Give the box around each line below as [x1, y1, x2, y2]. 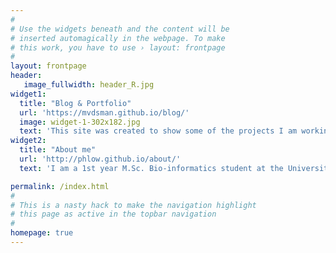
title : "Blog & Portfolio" [19, 98, 132, 108]
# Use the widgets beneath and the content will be [10, 24, 230, 34]
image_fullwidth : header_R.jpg [23, 80, 155, 90]
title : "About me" [19, 145, 97, 155]
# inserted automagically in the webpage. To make [10, 33, 226, 43]
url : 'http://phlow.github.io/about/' [19, 154, 182, 164]
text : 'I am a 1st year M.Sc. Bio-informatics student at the [19, 163, 284, 173]
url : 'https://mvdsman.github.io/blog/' [19, 107, 190, 118]
